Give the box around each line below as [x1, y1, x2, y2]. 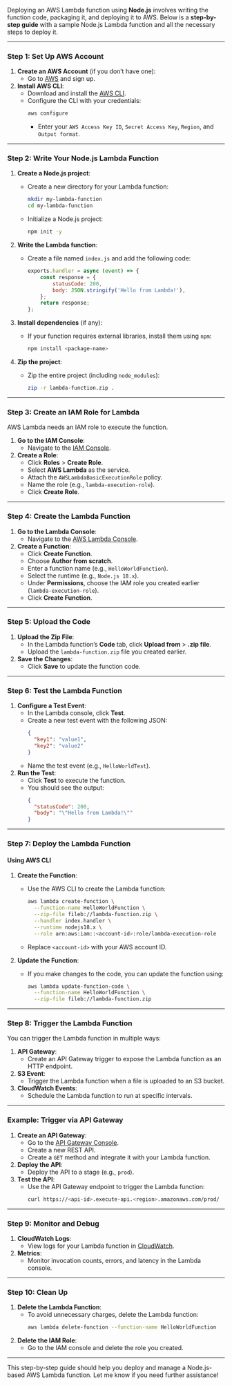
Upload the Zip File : [17, 632, 75, 641]
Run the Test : [17, 768, 57, 777]
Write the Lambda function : [17, 241, 98, 249]
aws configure [27, 110, 68, 117]
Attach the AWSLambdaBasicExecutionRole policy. [27, 473, 163, 482]
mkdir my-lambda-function [27, 196, 102, 203]
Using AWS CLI [7, 856, 52, 864]
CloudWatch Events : [17, 1084, 77, 1092]
